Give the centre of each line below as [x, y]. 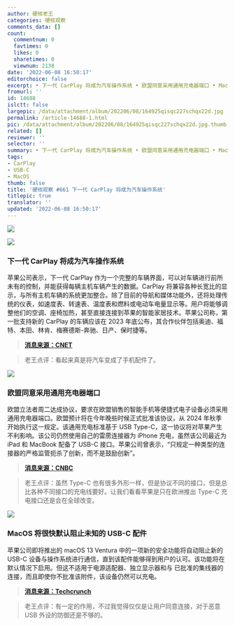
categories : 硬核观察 [37, 20]
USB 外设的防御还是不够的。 [65, 615]
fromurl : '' [24, 92]
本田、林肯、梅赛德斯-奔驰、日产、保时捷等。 [85, 331]
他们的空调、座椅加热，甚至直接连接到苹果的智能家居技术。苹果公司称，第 [120, 313]
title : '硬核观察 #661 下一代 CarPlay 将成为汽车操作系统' [87, 190]
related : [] [24, 131]
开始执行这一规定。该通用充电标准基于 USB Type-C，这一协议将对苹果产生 [115, 427]
